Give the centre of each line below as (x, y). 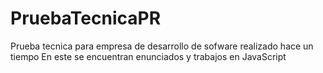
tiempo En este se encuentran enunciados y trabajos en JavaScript (148, 56)
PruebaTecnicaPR (86, 18)
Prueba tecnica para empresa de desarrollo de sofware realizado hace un (162, 46)
